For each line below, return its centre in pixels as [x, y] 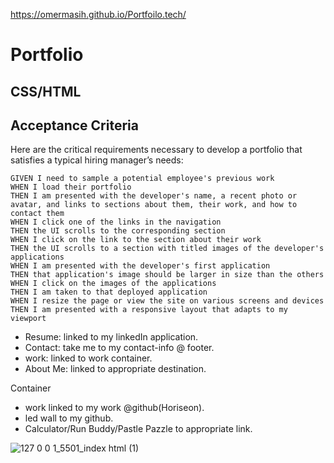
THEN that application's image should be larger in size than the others [167, 275]
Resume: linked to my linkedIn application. [111, 337]
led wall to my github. [69, 418]
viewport [28, 319]
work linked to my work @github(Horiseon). [114, 408]
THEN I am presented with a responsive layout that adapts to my [149, 310]
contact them [37, 214]
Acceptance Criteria [74, 125]
